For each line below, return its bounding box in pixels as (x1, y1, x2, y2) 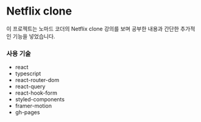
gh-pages (15, 109, 40, 116)
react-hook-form (15, 89, 58, 97)
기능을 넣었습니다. (12, 32, 55, 40)
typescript (15, 70, 41, 77)
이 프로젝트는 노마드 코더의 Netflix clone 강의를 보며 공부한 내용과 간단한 (6, 25, 180, 32)
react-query (15, 83, 46, 90)
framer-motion (15, 102, 52, 110)
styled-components (15, 96, 65, 103)
